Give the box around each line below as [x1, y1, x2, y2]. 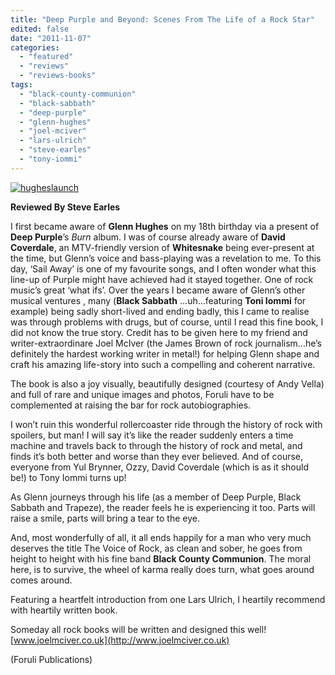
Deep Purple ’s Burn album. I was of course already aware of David [10, 231, 286, 243]
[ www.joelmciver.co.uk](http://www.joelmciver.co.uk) [10, 634, 230, 646]
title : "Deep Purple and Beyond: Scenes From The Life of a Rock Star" [10, 14, 315, 25]
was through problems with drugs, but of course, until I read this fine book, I [10, 316, 324, 328]
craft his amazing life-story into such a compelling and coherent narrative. [10, 358, 316, 370]
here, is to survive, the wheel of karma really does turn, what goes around [10, 563, 315, 575]
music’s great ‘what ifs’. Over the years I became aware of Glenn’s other [10, 284, 306, 296]
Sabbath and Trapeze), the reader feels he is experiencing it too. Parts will [10, 501, 316, 513]
